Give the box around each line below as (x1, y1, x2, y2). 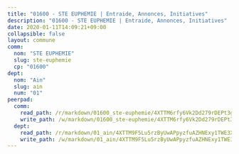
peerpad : (7, 97, 33, 104)
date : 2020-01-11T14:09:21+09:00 (7, 23, 107, 31)
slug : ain (14, 83, 43, 90)
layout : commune (7, 37, 55, 44)
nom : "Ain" (14, 76, 46, 84)
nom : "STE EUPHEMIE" (14, 50, 75, 57)
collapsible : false (7, 30, 65, 38)
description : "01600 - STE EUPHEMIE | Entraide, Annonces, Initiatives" (7, 17, 228, 24)
